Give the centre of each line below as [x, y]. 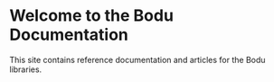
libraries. [26, 69]
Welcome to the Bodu [92, 16]
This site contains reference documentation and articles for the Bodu [137, 59]
